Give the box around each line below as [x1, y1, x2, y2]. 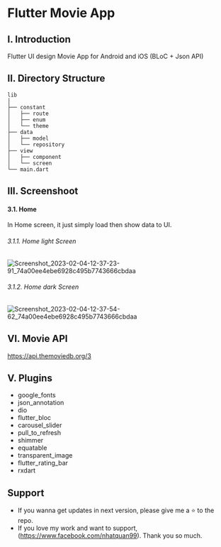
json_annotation [17, 399, 64, 407]
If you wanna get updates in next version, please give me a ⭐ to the [17, 506, 215, 515]
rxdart [17, 466, 36, 475]
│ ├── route [7, 110, 50, 117]
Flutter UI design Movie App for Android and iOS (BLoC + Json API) [7, 52, 204, 60]
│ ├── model [7, 135, 50, 142]
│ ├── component [7, 153, 62, 160]
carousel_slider [17, 421, 62, 430]
